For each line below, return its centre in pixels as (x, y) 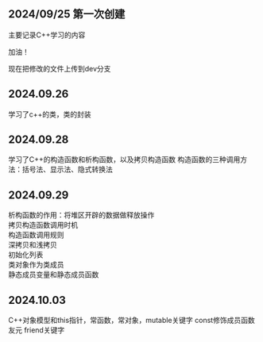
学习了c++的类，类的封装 (50, 114)
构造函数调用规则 (36, 235)
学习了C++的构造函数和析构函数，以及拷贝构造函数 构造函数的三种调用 (124, 159)
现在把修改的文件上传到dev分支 (60, 68)
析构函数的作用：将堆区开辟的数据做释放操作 (81, 215)
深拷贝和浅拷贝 (33, 245)
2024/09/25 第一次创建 (67, 14)
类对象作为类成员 (36, 265)
